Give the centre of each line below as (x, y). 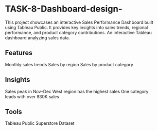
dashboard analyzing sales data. (37, 38)
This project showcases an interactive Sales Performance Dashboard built (79, 22)
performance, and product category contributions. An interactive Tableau (79, 32)
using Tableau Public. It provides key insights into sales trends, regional (77, 27)
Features (19, 53)
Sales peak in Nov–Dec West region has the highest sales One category (77, 91)
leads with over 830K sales (32, 96)
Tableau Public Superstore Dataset (40, 123)
